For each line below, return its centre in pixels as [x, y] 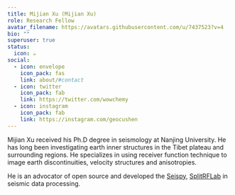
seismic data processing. [44, 183]
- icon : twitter [38, 87]
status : [19, 47]
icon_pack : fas [43, 73]
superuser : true [31, 40]
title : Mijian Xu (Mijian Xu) [52, 14]
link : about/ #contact [52, 80]
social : [19, 60]
